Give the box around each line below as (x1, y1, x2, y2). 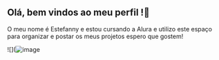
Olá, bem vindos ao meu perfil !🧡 (7, 7, 150, 18)
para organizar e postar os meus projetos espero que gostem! (7, 32, 184, 40)
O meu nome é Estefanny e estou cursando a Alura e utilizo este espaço (7, 25, 213, 33)
